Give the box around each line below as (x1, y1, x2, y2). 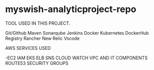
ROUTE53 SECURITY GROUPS (5, 60, 69, 66)
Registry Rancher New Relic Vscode (5, 35, 80, 41)
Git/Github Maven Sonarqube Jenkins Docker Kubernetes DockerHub (5, 30, 149, 36)
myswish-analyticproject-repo (5, 4, 137, 15)
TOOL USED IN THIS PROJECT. (5, 20, 70, 26)
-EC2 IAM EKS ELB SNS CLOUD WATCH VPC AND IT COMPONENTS (5, 54, 148, 61)
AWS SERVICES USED (5, 45, 51, 51)
